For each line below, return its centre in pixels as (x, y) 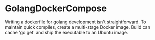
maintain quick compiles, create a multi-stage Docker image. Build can (78, 27)
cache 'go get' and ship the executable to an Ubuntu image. (67, 32)
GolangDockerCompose (56, 9)
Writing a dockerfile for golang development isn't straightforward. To (76, 22)
